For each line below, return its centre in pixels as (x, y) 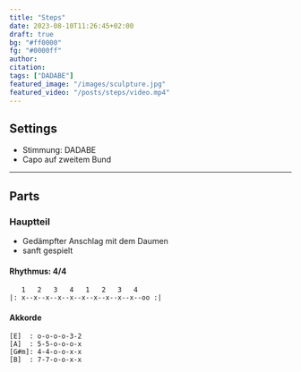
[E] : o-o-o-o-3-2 (46, 336)
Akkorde (26, 317)
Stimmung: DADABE (59, 150)
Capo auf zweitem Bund (67, 160)
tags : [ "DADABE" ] (42, 76)
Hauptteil (30, 222)
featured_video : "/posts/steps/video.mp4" (90, 92)
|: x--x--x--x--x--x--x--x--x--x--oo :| (86, 298)
